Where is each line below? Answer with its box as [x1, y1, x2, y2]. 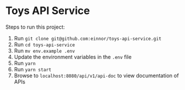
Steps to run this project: [5, 23, 65, 30]
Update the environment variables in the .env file [13, 53, 132, 60]
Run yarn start [13, 65, 52, 72]
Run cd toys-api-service [13, 41, 76, 48]
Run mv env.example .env [13, 47, 76, 54]
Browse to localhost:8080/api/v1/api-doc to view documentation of [13, 72, 179, 79]
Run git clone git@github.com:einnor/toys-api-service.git [13, 34, 162, 41]
